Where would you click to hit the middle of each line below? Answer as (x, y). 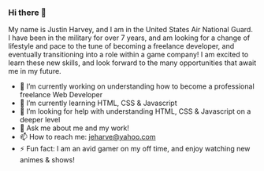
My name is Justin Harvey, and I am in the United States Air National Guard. (131, 30)
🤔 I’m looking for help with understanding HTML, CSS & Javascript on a (135, 111)
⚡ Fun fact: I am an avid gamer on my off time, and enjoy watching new (135, 149)
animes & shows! (47, 160)
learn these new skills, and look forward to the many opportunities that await (132, 63)
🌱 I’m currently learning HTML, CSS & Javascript (98, 103)
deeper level (40, 120)
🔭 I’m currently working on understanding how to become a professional (137, 86)
